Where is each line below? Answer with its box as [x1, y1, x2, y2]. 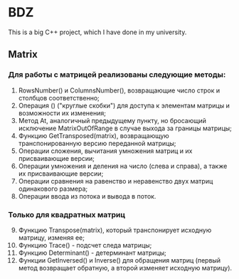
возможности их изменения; [18, 108, 106, 117]
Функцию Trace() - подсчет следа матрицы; [18, 241, 152, 249]
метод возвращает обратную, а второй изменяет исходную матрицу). [18, 263, 233, 272]
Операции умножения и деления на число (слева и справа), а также [18, 162, 228, 170]
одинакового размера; [18, 184, 88, 193]
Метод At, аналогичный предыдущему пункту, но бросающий [18, 116, 207, 125]
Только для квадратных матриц [8, 209, 126, 219]
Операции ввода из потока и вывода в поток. [18, 191, 156, 200]
